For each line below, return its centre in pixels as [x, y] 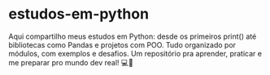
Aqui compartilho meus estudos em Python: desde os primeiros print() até [133, 36]
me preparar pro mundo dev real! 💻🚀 [71, 62]
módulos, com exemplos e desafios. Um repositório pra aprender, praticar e [135, 53]
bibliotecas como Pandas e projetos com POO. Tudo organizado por [122, 44]
